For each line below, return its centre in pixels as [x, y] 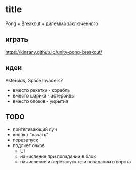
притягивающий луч [35, 129]
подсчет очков [29, 145]
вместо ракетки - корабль [41, 90]
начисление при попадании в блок [58, 156]
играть [17, 40]
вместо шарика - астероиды [44, 95]
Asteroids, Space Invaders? [34, 80]
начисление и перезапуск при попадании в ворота [76, 162]
